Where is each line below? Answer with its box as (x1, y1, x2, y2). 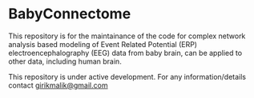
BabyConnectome (8, 5, 131, 23)
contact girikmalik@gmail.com (8, 80, 108, 90)
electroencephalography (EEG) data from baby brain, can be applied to (8, 48, 243, 57)
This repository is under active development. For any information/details (8, 72, 247, 81)
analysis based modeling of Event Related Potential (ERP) (8, 39, 198, 49)
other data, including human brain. (8, 57, 122, 66)
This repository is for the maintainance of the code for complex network (8, 31, 246, 41)
